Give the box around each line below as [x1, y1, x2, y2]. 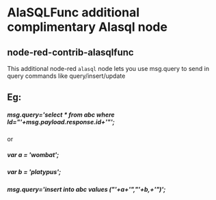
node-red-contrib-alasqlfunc [7, 46, 135, 58]
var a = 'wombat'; [7, 150, 59, 158]
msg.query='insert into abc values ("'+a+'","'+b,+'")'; [7, 185, 166, 193]
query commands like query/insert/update [7, 72, 126, 80]
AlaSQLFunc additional [7, 5, 140, 20]
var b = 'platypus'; [7, 168, 62, 176]
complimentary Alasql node [7, 19, 167, 35]
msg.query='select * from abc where [7, 111, 115, 119]
